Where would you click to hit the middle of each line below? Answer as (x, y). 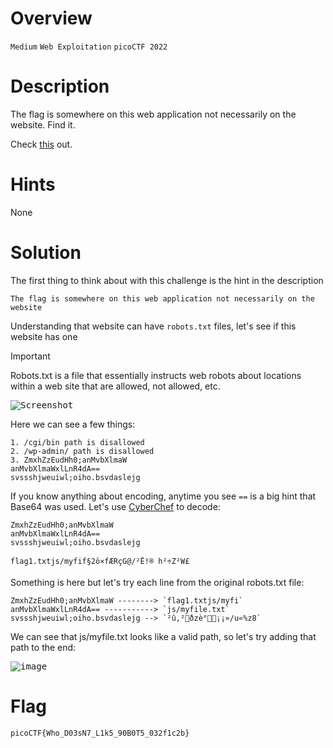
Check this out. (41, 144)
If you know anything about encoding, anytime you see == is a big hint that (163, 496)
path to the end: (43, 647)
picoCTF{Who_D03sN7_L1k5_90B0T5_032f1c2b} (100, 733)
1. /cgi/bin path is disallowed (77, 442)
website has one (44, 336)
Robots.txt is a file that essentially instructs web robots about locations (156, 375)
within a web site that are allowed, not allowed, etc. (115, 386)
